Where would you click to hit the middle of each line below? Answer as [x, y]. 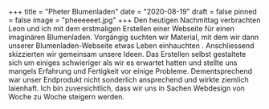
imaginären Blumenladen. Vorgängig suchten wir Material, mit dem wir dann [134, 37]
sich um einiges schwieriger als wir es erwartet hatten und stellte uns [123, 63]
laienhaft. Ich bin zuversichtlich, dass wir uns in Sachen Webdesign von [126, 88]
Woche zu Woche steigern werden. [66, 97]
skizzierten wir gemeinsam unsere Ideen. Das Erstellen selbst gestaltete [127, 54]
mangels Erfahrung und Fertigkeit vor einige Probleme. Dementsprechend [130, 71]
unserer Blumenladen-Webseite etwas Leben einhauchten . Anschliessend [131, 46]
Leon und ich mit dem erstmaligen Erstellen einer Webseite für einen [121, 28]
